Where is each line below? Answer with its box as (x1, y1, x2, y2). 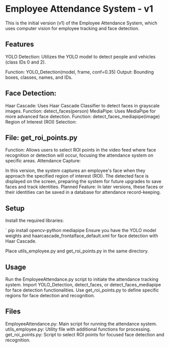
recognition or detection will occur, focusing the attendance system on (5, 152, 154, 158)
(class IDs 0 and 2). (5, 59, 46, 65)
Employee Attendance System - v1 (5, 3, 154, 15)
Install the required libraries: (5, 217, 64, 224)
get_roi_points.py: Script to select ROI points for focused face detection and (5, 331, 164, 337)
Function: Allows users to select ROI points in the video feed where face (5, 147, 156, 153)
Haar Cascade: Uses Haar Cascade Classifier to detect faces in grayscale (5, 102, 160, 108)
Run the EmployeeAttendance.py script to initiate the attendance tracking (5, 276, 159, 282)
